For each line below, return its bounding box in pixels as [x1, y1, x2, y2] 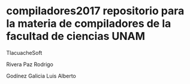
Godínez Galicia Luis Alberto [6, 72, 76, 79]
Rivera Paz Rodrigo [6, 61, 54, 68]
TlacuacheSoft [6, 49, 43, 56]
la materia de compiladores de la [6, 17, 171, 30]
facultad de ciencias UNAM [6, 30, 146, 43]
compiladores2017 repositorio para [6, 4, 185, 18]
